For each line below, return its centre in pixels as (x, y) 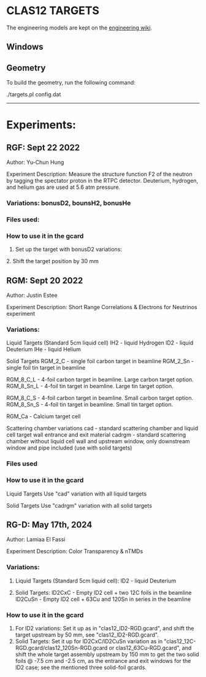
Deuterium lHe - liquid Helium (44, 350)
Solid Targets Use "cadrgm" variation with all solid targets (79, 505)
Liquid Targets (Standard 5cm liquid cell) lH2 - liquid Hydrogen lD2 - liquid (100, 343)
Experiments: (41, 125)
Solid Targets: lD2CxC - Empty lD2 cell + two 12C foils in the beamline (103, 592)
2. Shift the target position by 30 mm (53, 261)
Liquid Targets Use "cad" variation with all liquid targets (77, 494)
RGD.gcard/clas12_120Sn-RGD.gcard (61, 648)
